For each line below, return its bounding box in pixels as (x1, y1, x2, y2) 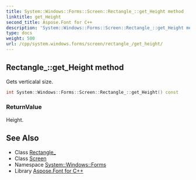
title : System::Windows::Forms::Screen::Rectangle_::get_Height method (6, 8, 184, 15)
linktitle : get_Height (6, 14, 61, 20)
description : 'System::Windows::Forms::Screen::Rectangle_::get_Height (6, 24, 184, 31)
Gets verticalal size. (6, 78, 54, 85)
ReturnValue (6, 103, 42, 111)
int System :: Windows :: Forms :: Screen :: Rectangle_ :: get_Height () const (6, 89, 179, 95)
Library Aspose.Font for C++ (14, 167, 83, 174)
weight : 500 (6, 36, 35, 41)
